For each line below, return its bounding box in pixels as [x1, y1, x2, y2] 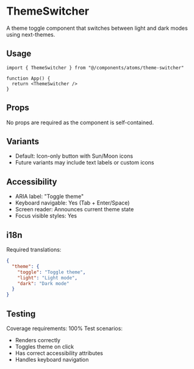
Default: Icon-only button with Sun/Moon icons [15, 152, 133, 160]
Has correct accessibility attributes [15, 349, 104, 357]
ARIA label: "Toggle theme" [15, 193, 84, 200]
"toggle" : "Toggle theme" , [17, 269, 86, 275]
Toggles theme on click [15, 343, 74, 350]
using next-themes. [6, 30, 56, 38]
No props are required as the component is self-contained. [6, 119, 154, 126]
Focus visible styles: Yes [15, 212, 77, 220]
